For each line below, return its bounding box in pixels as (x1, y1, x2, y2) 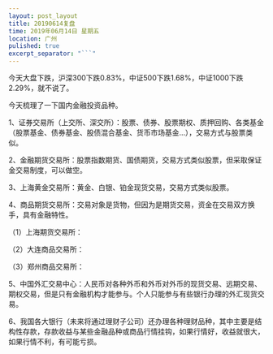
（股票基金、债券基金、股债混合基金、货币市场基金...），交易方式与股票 (8, 127, 246, 137)
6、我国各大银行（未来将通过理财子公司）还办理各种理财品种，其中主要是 (8, 317, 255, 326)
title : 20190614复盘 (8, 19, 76, 28)
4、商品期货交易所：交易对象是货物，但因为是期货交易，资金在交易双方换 (8, 200, 256, 209)
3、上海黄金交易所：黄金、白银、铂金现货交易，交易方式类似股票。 (8, 183, 234, 192)
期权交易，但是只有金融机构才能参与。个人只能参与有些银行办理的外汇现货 (8, 289, 258, 299)
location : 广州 (8, 34, 58, 43)
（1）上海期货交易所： (8, 227, 83, 236)
